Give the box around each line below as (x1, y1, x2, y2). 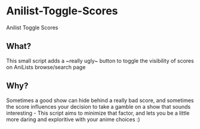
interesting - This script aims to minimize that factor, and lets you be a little (6, 109, 190, 116)
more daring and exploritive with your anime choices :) (6, 115, 140, 123)
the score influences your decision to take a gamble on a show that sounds (6, 103, 191, 110)
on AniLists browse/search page (6, 63, 86, 70)
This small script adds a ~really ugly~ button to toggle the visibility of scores (6, 57, 194, 64)
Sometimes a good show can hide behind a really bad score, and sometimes (6, 97, 194, 104)
